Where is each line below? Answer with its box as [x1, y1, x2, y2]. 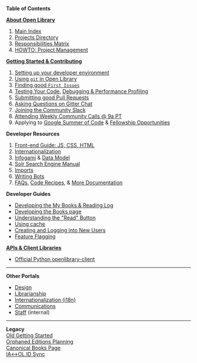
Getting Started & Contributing [6, 58, 82, 65]
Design [14, 284, 32, 291]
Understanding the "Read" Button [14, 214, 96, 221]
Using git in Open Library [14, 76, 77, 82]
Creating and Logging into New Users [14, 227, 106, 233]
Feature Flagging [14, 233, 56, 240]
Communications [14, 303, 56, 310]
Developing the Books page [14, 208, 82, 215]
